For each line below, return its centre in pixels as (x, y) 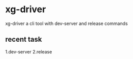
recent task (24, 39)
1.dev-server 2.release (29, 51)
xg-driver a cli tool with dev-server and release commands (66, 23)
